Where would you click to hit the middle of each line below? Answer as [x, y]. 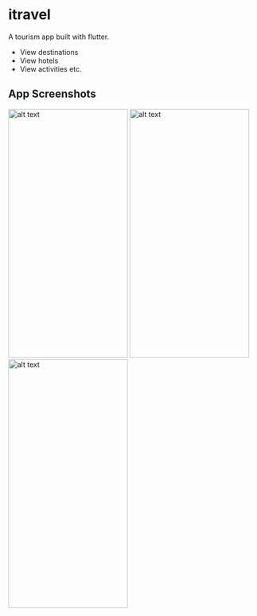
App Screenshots [53, 94]
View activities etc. [51, 68]
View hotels [39, 60]
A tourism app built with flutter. [59, 37]
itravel [30, 15]
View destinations [49, 52]
